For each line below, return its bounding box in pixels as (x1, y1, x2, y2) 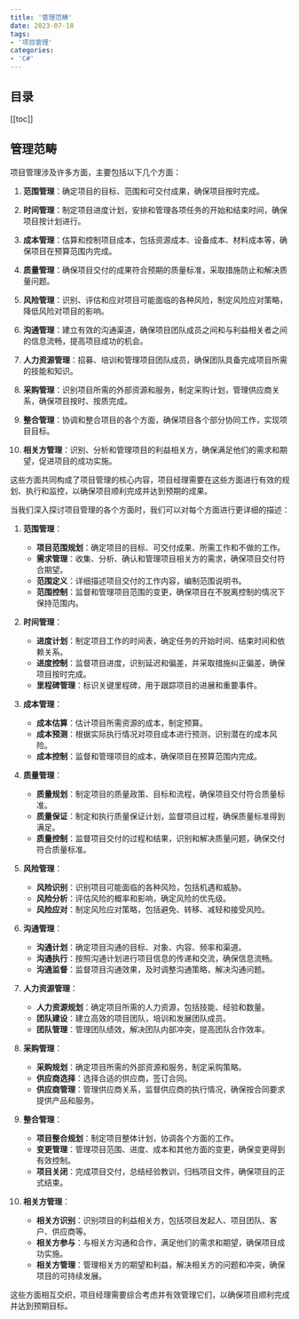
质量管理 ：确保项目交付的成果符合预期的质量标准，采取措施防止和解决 (22, 264, 280, 275)
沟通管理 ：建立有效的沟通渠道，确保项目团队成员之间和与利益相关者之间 (22, 324, 287, 335)
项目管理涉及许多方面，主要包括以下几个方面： (10, 166, 181, 178)
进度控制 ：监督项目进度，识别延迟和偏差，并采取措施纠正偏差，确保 (35, 657, 286, 668)
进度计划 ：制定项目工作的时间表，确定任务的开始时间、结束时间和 (35, 635, 278, 646)
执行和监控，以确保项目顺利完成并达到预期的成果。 (25, 485, 212, 496)
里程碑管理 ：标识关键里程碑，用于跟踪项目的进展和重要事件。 (35, 679, 263, 690)
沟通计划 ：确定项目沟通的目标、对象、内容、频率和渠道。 (35, 942, 247, 952)
